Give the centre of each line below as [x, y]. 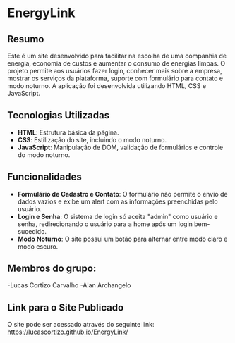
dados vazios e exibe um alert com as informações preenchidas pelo [117, 201]
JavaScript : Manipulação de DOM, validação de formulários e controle [120, 147]
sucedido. [32, 231]
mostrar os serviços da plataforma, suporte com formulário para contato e [115, 78]
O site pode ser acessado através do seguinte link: [81, 325]
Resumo [26, 39]
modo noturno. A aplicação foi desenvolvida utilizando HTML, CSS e [107, 86]
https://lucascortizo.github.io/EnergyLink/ [68, 332]
